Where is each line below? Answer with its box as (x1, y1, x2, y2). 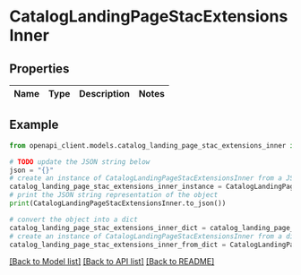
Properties (9, 61, 70, 76)
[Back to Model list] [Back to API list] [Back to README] (9, 256, 215, 267)
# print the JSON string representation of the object (9, 191, 219, 200)
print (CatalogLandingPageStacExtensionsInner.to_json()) (9, 199, 227, 208)
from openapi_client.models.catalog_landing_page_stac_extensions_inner (9, 141, 287, 150)
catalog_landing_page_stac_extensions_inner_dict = (9, 223, 206, 232)
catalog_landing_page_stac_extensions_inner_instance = (9, 182, 222, 192)
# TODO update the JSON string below (9, 157, 150, 167)
